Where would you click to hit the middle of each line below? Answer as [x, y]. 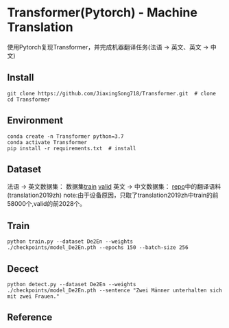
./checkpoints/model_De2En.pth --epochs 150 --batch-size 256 [98, 248]
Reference [30, 317]
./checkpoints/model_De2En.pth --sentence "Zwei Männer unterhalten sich [115, 290]
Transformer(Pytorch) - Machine [102, 13]
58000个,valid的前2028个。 [47, 204]
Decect [23, 269]
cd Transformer [29, 99]
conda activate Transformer [47, 142]
